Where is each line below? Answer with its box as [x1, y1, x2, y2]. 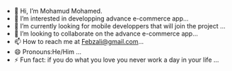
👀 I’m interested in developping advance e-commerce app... [13, 14, 189, 23]
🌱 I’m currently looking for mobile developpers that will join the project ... [13, 22, 226, 30]
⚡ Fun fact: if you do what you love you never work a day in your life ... [13, 55, 219, 64]
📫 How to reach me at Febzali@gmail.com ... [13, 38, 144, 45]
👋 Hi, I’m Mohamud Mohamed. [13, 7, 103, 15]
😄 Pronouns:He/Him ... [13, 48, 82, 56]
